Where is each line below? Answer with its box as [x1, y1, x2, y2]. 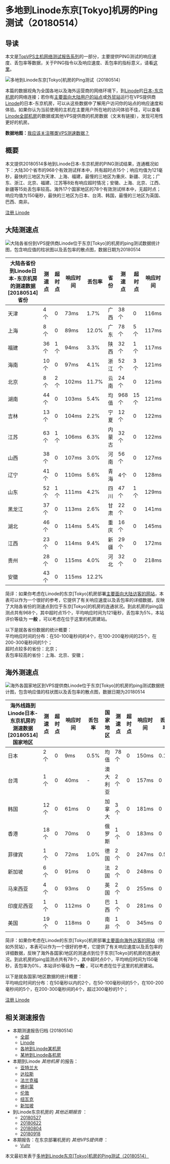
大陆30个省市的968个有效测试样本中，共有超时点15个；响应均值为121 [14, 167, 158, 173]
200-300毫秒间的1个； [5, 639, 53, 645]
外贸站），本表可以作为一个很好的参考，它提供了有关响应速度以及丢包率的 [9, 944, 163, 950]
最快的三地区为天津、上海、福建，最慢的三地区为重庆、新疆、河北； [14, 173, 156, 179]
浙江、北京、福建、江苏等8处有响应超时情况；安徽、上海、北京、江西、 [14, 179, 163, 185]
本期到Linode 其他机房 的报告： [12, 1058, 78, 1064]
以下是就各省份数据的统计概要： [5, 627, 72, 633]
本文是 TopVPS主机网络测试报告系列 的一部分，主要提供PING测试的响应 [5, 54, 152, 59]
